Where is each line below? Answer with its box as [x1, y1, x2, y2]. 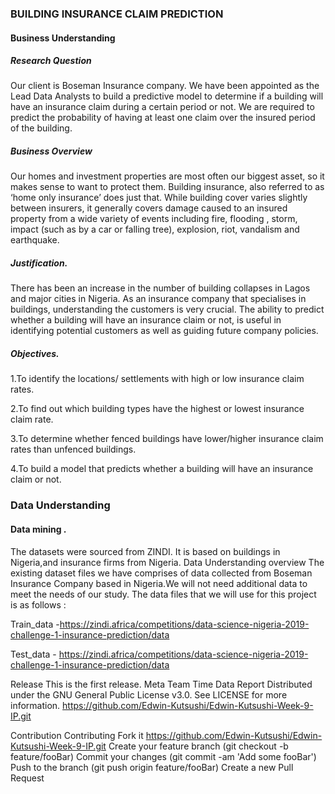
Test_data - [10, 648, 57, 660]
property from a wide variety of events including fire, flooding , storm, [10, 213, 298, 225]
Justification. [10, 257, 68, 269]
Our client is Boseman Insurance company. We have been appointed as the [10, 80, 320, 92]
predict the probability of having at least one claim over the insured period [10, 112, 316, 124]
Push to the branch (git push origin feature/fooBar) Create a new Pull [10, 761, 294, 773]
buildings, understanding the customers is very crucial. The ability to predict [10, 303, 325, 316]
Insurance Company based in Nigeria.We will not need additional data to [10, 577, 308, 589]
